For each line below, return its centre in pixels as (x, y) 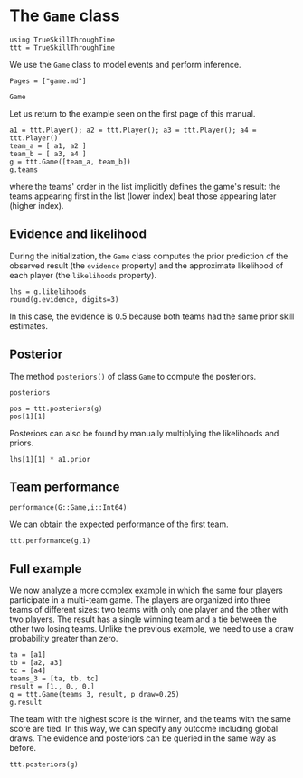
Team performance (65, 487)
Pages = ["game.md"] (48, 81)
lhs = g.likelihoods (48, 291)
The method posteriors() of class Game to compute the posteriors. (133, 376)
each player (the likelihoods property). (83, 275)
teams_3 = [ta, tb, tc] (54, 679)
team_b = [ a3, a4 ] (48, 154)
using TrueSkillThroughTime (62, 40)
